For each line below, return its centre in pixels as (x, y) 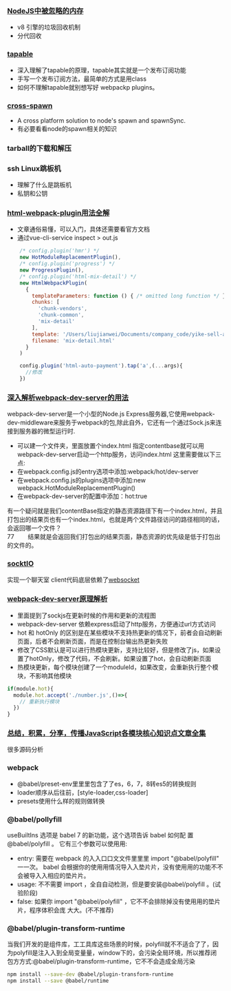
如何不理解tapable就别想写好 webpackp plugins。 (88, 87)
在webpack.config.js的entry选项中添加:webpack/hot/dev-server (108, 472)
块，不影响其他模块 (44, 675)
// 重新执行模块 (40, 702)
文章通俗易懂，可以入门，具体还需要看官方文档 (83, 229)
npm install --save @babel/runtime (58, 981)
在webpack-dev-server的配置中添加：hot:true (82, 496)
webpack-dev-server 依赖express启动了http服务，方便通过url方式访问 (117, 624)
